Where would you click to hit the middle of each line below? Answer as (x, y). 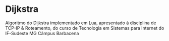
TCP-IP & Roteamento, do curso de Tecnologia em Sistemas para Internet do (85, 28)
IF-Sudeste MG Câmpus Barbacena (42, 33)
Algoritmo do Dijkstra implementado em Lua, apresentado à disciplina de (81, 23)
